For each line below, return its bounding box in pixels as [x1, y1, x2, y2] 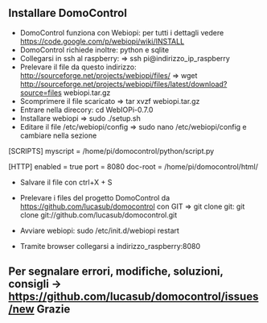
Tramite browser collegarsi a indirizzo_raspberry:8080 [19, 241, 201, 251]
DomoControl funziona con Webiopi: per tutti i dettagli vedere [19, 27, 224, 37]
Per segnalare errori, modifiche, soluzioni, [8, 265, 224, 279]
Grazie [36, 302, 71, 317]
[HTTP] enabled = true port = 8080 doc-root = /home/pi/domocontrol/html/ [8, 161, 259, 172]
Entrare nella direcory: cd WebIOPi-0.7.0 [19, 105, 154, 114]
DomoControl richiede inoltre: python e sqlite [19, 44, 170, 55]
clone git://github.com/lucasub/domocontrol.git [19, 209, 178, 220]
